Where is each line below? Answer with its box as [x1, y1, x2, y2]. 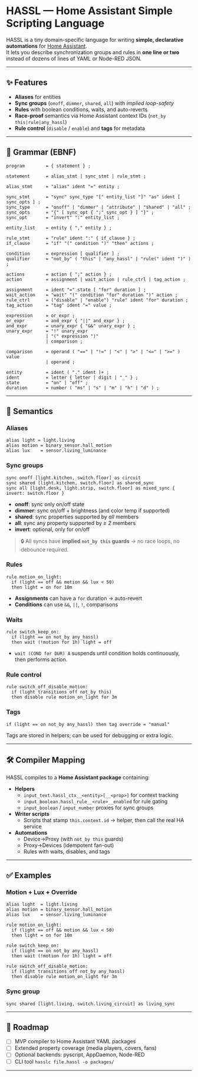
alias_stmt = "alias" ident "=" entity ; [6, 183, 120, 189]
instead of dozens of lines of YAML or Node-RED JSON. [6, 55, 142, 62]
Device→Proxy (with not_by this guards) [23, 835, 124, 842]
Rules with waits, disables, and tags [23, 848, 110, 855]
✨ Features [6, 78, 48, 88]
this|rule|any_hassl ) [14, 118, 67, 125]
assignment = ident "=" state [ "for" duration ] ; [6, 287, 146, 293]
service [23, 823, 42, 830]
